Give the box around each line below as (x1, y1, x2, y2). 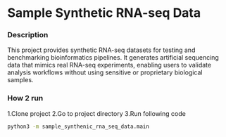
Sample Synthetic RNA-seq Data (7, 5, 201, 21)
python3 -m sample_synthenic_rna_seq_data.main (7, 123, 150, 130)
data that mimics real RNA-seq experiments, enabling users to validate (7, 61, 212, 70)
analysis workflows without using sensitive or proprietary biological (7, 68, 203, 77)
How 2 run (7, 93, 44, 103)
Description (7, 30, 49, 40)
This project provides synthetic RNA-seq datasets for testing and (7, 46, 196, 54)
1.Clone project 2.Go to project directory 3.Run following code (7, 109, 187, 117)
